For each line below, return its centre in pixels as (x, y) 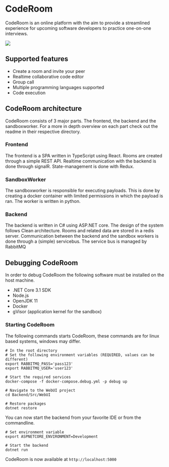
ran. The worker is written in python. (43, 201)
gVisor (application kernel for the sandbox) (57, 312)
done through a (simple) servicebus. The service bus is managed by (76, 241)
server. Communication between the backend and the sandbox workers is (82, 236)
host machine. (20, 280)
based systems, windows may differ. (43, 341)
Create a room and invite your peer (49, 71)
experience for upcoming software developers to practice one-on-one (78, 28)
